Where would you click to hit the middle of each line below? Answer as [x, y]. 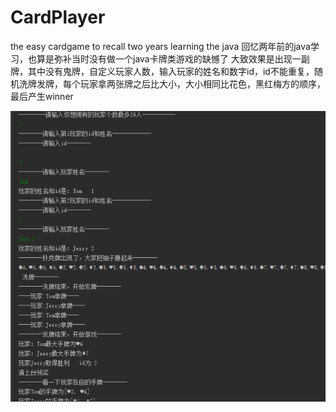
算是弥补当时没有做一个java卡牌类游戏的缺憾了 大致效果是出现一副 [173, 58]
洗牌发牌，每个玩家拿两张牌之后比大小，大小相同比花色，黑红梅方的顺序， [172, 83]
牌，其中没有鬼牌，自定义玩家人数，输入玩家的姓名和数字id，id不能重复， [162, 71]
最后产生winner [42, 96]
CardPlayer [58, 17]
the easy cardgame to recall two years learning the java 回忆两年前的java [160, 46]
